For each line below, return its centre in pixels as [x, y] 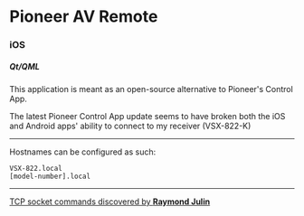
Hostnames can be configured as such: [83, 152]
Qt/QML [25, 66]
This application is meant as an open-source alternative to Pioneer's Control [152, 89]
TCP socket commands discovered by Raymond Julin [110, 202]
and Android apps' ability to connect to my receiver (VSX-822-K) [130, 126]
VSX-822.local [36, 169]
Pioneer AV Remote [84, 17]
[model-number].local [50, 177]
